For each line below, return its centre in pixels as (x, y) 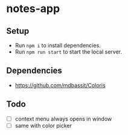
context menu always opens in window (63, 119)
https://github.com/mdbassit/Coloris (60, 85)
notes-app (33, 9)
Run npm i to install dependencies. (58, 45)
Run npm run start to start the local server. (69, 52)
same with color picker (43, 125)
